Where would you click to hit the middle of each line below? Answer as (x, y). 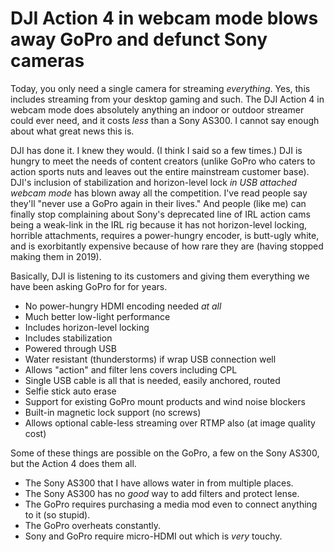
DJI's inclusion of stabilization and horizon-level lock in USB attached (154, 182)
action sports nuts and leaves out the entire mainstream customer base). (160, 171)
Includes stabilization (68, 338)
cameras (47, 61)
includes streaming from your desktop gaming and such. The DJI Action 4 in (167, 99)
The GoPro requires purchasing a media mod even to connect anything (171, 504)
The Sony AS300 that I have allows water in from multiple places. (159, 483)
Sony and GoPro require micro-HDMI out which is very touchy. (153, 536)
